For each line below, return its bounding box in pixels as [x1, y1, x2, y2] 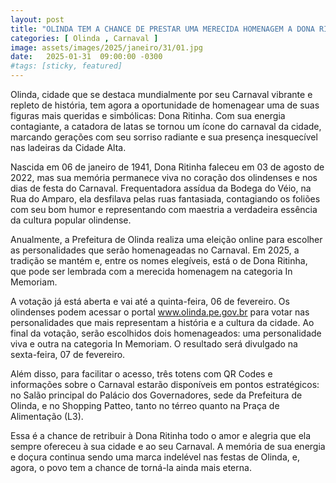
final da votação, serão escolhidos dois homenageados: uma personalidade [10, 327, 322, 339]
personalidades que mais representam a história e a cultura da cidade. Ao [10, 317, 315, 328]
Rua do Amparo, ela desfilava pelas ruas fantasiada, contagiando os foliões [10, 193, 321, 205]
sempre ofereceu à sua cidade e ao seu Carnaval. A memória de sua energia [10, 441, 326, 452]
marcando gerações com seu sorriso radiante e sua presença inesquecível [10, 131, 318, 143]
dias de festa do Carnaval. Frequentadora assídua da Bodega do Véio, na [10, 182, 312, 194]
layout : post [10, 14, 65, 25]
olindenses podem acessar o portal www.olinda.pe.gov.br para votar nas [10, 306, 310, 318]
